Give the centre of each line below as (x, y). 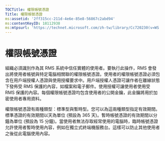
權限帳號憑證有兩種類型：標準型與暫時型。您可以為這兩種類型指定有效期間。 (82, 109)
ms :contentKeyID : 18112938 (33, 23)
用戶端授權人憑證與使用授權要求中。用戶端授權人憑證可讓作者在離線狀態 (87, 80)
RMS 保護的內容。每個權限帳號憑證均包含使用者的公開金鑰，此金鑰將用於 (79, 93)
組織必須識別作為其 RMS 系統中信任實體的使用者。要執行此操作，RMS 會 (79, 68)
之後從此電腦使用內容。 (29, 134)
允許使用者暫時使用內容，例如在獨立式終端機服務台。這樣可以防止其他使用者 (82, 127)
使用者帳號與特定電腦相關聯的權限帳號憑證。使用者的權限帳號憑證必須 (84, 74)
